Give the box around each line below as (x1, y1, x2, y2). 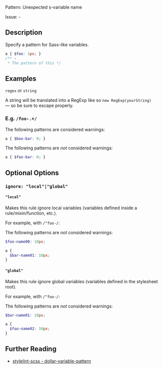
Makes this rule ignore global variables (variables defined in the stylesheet (5, 278, 158, 284)
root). (5, 284, 16, 290)
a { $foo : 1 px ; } (5, 51, 41, 56)
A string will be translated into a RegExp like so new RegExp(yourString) (5, 97, 152, 103)
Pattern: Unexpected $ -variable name (5, 4, 82, 10)
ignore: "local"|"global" (5, 183, 68, 189)
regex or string (5, 87, 37, 94)
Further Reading (5, 345, 57, 354)
